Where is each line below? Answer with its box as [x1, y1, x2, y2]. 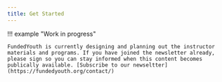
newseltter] [133, 61, 169, 69]
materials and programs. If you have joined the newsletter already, [7, 49, 216, 56]
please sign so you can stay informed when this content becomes [7, 55, 202, 62]
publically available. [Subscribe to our [7, 61, 131, 69]
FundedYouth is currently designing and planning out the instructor [7, 43, 216, 50]
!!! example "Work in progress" [7, 29, 96, 38]
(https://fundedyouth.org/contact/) [7, 67, 115, 74]
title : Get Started [7, 10, 65, 18]
